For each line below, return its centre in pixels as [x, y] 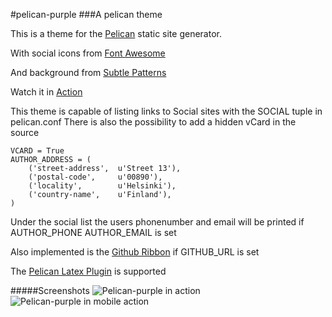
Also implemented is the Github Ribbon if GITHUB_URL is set [135, 252]
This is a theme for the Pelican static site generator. [116, 33]
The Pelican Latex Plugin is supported [88, 271]
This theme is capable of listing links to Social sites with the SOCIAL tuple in [166, 111]
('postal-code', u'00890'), [95, 177]
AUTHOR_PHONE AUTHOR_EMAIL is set [93, 232]
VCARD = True [37, 151]
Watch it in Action [46, 92]
